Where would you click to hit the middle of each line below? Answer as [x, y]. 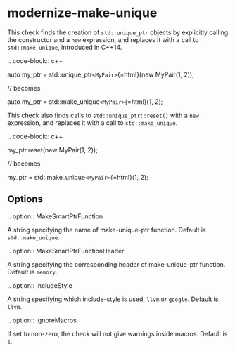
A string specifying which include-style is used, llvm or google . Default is [113, 299]
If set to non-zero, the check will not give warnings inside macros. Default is [118, 333]
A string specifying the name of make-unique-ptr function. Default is [107, 230]
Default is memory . [32, 272]
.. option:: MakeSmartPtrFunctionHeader [66, 251]
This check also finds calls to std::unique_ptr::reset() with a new [103, 115]
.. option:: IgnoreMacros [42, 320]
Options [25, 199]
